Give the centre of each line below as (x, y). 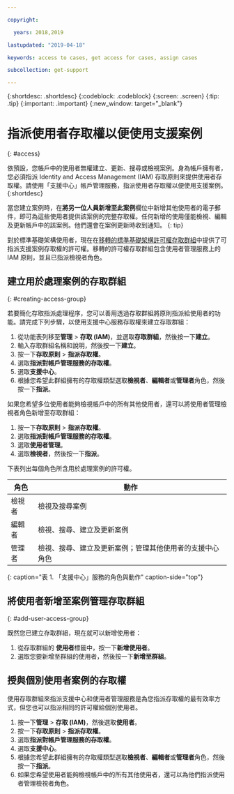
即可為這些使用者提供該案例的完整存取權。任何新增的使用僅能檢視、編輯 (123, 216)
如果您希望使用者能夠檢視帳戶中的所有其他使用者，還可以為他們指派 (115, 774)
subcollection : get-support (48, 70)
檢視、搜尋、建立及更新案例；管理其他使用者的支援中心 (128, 548)
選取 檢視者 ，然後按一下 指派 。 (60, 454)
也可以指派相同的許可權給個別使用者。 (86, 707)
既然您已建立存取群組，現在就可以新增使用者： (74, 633)
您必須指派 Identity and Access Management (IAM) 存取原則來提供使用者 (112, 177)
